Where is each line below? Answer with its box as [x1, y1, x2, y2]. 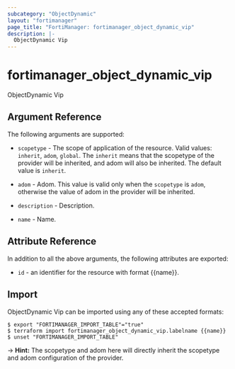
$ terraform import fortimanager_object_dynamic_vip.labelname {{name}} [7, 327, 227, 334]
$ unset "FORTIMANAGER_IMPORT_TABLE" [7, 334, 119, 341]
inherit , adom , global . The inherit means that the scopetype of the [17, 151, 214, 159]
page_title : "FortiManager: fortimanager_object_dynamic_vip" [7, 23, 195, 30]
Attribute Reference [7, 235, 97, 248]
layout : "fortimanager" [7, 17, 78, 24]
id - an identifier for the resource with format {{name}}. [17, 268, 179, 276]
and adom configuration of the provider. [7, 353, 124, 362]
